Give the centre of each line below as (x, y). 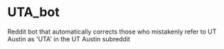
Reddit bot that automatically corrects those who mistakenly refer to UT (112, 31)
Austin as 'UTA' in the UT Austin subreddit (69, 38)
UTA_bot (33, 12)
